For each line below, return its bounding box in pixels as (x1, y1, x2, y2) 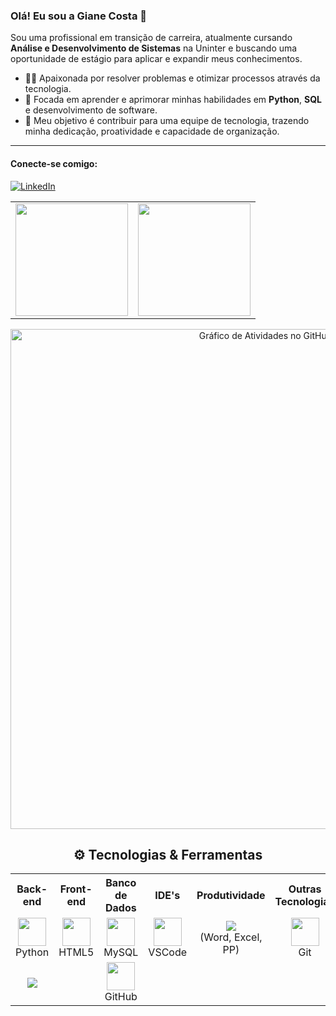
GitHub (104, 990, 138, 1004)
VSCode (148, 945, 188, 959)
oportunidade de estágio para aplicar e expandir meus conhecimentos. (10, 53, 303, 65)
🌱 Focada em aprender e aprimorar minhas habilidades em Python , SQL (24, 94, 322, 106)
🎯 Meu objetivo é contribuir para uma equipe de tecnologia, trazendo (24, 115, 310, 127)
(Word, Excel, (199, 930, 263, 944)
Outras (288, 882, 322, 896)
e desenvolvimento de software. (24, 104, 158, 116)
